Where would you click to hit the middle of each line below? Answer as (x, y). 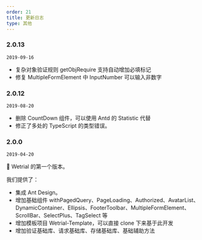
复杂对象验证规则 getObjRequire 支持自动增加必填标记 (83, 69)
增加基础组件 (31, 200)
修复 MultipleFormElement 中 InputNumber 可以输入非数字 (88, 77)
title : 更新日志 (25, 18)
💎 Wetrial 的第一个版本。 (37, 167)
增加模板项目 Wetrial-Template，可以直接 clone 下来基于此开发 (94, 223)
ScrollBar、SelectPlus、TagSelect (58, 216)
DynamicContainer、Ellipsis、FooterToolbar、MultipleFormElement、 (102, 208)
